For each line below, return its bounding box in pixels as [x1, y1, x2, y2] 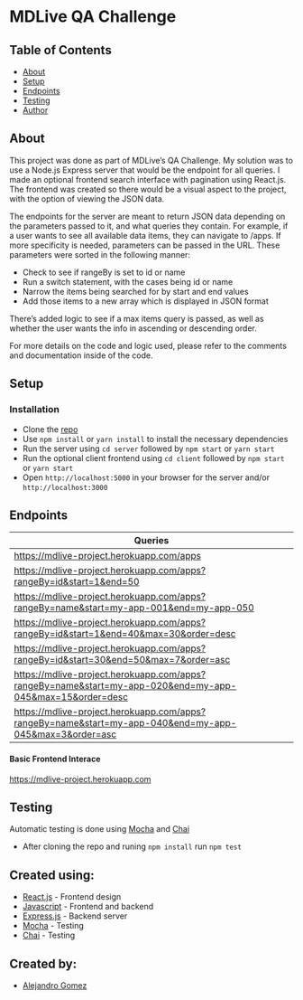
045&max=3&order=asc [14, 728, 117, 741]
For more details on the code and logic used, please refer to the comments [9, 340, 287, 351]
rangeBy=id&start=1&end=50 [14, 576, 140, 589]
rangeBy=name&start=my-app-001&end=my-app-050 [14, 601, 254, 614]
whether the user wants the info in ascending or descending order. [9, 323, 257, 334]
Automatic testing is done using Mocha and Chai [9, 824, 190, 835]
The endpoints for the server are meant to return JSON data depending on [9, 211, 286, 222]
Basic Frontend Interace [9, 753, 101, 764]
